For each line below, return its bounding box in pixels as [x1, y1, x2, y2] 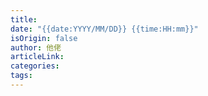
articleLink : [10, 52, 65, 62]
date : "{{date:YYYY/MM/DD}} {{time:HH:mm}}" [10, 24, 199, 34]
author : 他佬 [10, 42, 62, 53]
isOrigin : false [10, 33, 78, 43]
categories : [10, 61, 60, 71]
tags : [10, 71, 33, 81]
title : [10, 14, 38, 25]
